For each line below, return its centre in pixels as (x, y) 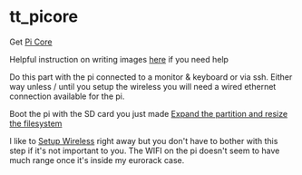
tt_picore (44, 17)
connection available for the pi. (67, 96)
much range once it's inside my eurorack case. (97, 160)
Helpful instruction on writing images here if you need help (119, 59)
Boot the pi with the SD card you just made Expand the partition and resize (149, 113)
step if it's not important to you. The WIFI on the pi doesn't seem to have (145, 151)
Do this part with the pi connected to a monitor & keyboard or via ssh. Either (151, 77)
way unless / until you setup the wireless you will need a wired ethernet (143, 86)
